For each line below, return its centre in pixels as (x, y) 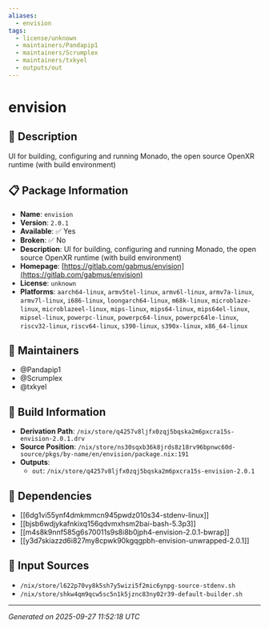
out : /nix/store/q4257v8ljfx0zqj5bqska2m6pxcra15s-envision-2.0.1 (143, 471)
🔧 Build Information (57, 412)
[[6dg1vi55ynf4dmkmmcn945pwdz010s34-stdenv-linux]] (114, 515)
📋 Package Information (68, 191)
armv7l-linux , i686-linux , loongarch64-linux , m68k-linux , (115, 300)
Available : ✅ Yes (48, 231)
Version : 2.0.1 (44, 222)
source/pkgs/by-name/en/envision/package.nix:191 (104, 454)
